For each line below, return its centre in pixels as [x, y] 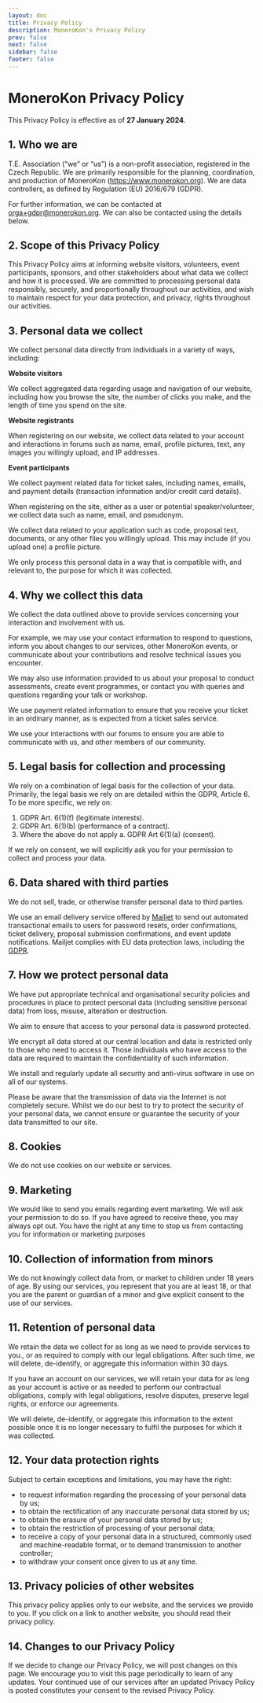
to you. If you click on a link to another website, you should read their [120, 1613]
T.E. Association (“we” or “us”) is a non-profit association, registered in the [129, 164]
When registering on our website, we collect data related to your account [126, 436]
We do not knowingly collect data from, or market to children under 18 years [131, 1277]
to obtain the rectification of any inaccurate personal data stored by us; [134, 1511]
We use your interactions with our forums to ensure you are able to [116, 734]
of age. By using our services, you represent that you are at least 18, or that [130, 1286]
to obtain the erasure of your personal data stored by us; [111, 1520]
